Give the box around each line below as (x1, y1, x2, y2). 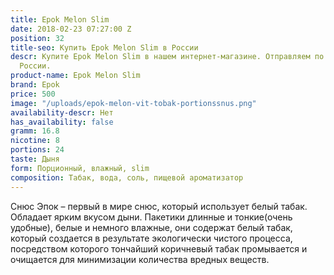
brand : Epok (10, 80, 60, 90)
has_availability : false (10, 117, 114, 127)
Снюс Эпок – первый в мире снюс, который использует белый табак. (10, 200, 308, 212)
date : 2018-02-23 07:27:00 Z (10, 24, 132, 34)
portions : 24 (10, 145, 65, 155)
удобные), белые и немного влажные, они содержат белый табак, (10, 221, 293, 233)
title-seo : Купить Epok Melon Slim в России (10, 42, 199, 53)
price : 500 (10, 89, 56, 99)
